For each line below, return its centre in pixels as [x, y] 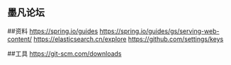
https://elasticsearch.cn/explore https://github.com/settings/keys [129, 39]
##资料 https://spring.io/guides [53, 31]
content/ [20, 39]
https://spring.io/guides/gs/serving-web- [159, 31]
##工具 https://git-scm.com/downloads [64, 53]
